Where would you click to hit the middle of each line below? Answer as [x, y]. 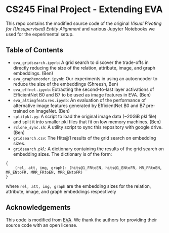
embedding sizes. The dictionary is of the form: [62, 154]
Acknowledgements [38, 207]
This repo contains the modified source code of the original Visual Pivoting [84, 23]
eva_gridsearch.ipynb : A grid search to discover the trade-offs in [81, 62]
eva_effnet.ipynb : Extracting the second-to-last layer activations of [83, 89]
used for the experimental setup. [40, 34]
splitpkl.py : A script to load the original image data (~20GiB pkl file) [85, 116]
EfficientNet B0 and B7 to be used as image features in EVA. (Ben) [82, 94]
